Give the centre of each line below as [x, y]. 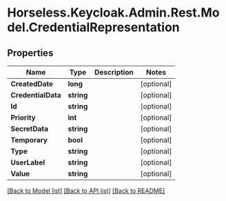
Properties [30, 53]
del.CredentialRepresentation [94, 27]
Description [114, 72]
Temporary [29, 140]
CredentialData [36, 95]
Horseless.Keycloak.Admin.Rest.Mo [113, 13]
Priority [23, 117]
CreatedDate [32, 84]
